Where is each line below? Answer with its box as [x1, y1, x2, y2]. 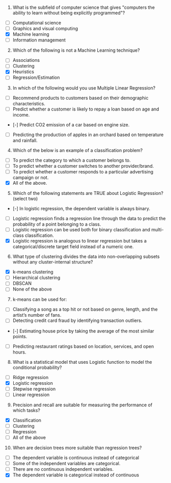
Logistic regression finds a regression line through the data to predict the [12, 215, 166, 222]
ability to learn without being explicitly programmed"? [12, 10, 125, 16]
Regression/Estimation [12, 74, 60, 81]
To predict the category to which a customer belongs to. [12, 157, 131, 163]
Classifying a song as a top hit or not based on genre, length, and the [12, 306, 158, 313]
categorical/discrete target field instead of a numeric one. [12, 244, 134, 250]
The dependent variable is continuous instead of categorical [12, 455, 139, 461]
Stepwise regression [12, 386, 56, 392]
